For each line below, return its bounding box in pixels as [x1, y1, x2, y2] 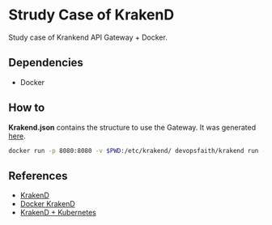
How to [8, 101, 45, 115]
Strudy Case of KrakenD [8, 6, 175, 24]
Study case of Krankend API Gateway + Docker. [8, 32, 168, 42]
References [8, 168, 68, 183]
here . [8, 131, 26, 141]
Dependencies [8, 56, 83, 70]
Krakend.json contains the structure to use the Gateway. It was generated [8, 122, 257, 132]
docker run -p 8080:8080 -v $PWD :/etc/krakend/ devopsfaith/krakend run [8, 146, 259, 155]
